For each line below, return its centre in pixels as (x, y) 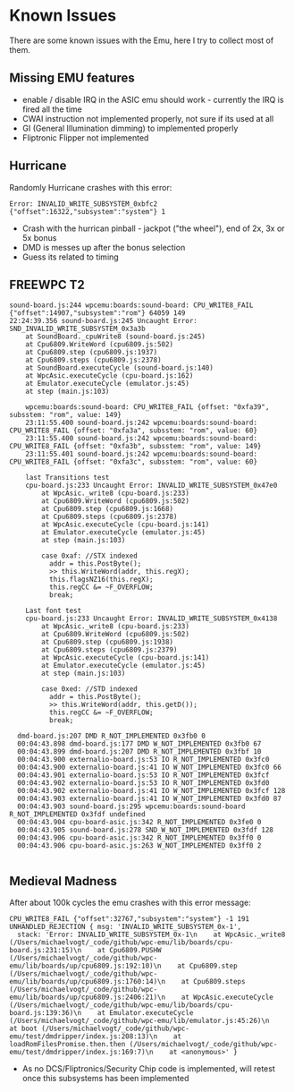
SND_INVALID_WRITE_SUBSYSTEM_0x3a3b (77, 329)
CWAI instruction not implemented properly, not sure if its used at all (148, 118)
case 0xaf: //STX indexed (90, 556)
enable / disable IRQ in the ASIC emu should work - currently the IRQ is (153, 99)
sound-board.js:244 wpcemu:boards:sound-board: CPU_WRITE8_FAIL (131, 305)
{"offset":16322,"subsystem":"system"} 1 (88, 211)
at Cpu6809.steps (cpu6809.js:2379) (109, 650)
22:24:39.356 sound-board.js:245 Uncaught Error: (104, 321)
